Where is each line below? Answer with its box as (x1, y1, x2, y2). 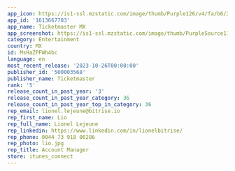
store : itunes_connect (7, 153, 73, 161)
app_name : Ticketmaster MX (7, 23, 86, 30)
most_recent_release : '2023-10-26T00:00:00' (7, 62, 139, 69)
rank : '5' (7, 82, 36, 89)
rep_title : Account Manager (7, 147, 90, 154)
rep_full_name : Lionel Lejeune (7, 120, 99, 128)
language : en (7, 56, 45, 63)
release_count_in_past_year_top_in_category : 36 (7, 101, 152, 108)
